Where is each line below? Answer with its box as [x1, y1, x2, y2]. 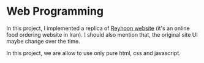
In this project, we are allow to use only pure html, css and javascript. [6, 49, 181, 56]
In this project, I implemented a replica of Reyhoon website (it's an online [6, 24, 190, 32]
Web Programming [6, 4, 104, 18]
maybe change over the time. [6, 37, 81, 45]
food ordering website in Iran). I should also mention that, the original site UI [6, 31, 198, 38]
